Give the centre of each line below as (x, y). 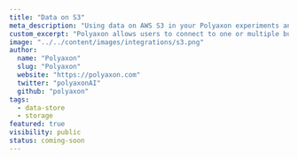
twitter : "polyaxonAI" (59, 83)
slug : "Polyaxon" (49, 67)
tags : (19, 99)
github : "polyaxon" (53, 91)
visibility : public (45, 132)
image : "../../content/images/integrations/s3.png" (106, 42)
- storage (35, 116)
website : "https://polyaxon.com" (79, 75)
